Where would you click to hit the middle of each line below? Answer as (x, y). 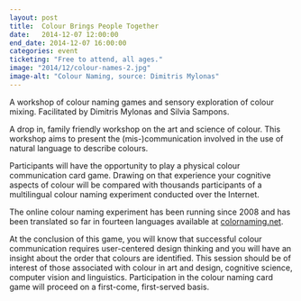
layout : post (34, 18)
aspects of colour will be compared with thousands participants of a (136, 185)
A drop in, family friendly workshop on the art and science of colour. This (145, 129)
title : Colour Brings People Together (84, 26)
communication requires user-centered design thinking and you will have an (150, 248)
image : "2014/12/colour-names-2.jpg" (80, 68)
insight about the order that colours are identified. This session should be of (150, 258)
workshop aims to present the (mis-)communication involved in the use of (146, 138)
